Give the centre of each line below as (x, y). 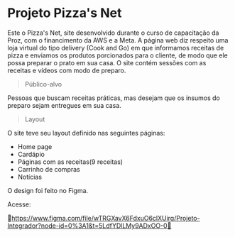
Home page (35, 146)
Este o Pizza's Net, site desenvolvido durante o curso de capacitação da (113, 33)
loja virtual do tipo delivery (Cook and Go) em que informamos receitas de (116, 48)
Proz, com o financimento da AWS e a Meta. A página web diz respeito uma (118, 40)
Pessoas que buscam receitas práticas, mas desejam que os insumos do (114, 98)
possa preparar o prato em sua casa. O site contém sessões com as (107, 62)
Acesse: (19, 204)
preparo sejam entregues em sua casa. (65, 105)
